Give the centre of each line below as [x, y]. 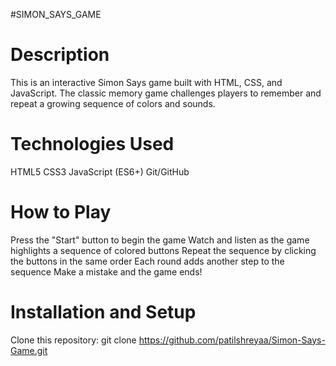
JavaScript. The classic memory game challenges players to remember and [166, 93]
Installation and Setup [103, 312]
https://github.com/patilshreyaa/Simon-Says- [232, 340]
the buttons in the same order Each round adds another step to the [147, 261]
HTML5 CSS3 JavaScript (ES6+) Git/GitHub [100, 171]
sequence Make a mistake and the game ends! [106, 271]
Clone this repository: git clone [73, 340]
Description [60, 55]
